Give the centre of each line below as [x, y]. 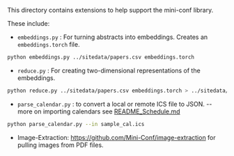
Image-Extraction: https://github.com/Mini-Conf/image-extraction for [116, 137]
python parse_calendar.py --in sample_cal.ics [76, 124]
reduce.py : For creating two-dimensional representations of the [109, 70]
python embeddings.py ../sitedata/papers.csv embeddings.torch [101, 57]
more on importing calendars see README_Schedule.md [99, 111]
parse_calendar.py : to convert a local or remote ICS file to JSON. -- [115, 104]
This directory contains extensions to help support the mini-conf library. [110, 10]
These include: [29, 23]
